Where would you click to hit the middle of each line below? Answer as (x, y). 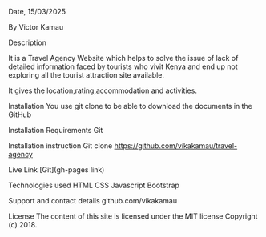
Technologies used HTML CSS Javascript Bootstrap (94, 185)
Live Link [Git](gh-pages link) (56, 170)
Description (27, 42)
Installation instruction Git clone (60, 146)
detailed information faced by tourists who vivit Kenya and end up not (123, 66)
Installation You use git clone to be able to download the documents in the (130, 106)
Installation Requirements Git (56, 130)
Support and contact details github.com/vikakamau (93, 201)
